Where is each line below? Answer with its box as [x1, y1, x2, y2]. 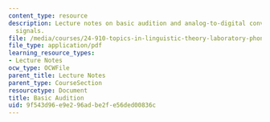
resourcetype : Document [8, 86, 88, 95]
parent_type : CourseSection [8, 79, 103, 87]
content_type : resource [8, 11, 88, 20]
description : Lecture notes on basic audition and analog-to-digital [8, 19, 247, 27]
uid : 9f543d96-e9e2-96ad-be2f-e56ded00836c [8, 101, 157, 109]
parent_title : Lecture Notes [8, 71, 106, 79]
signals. [15, 26, 45, 35]
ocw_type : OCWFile [8, 64, 70, 72]
